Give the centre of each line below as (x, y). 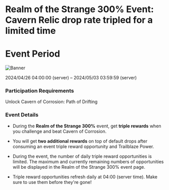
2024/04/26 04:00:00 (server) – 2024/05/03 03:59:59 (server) (71, 78)
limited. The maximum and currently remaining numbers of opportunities (88, 161)
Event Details (22, 115)
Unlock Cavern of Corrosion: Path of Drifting (51, 102)
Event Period (33, 54)
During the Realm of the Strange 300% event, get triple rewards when (87, 126)
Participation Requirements (40, 91)
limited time (31, 31)
